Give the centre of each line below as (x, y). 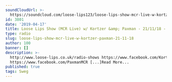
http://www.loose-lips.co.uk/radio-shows (55, 57)
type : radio (18, 34)
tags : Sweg (17, 72)
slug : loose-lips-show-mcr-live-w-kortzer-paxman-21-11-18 (70, 39)
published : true (23, 67)
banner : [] (17, 48)
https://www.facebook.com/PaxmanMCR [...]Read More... (70, 62)
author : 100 (18, 43)
